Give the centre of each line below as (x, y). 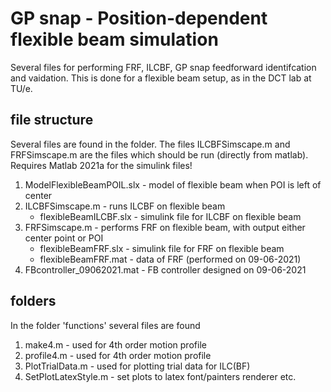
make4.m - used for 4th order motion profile (115, 344)
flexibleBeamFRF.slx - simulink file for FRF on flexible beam (162, 248)
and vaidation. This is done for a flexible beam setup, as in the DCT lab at (161, 78)
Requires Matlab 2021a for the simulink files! (101, 165)
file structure (52, 120)
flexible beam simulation (114, 39)
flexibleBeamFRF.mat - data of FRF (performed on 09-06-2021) (170, 259)
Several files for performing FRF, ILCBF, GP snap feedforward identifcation (163, 67)
